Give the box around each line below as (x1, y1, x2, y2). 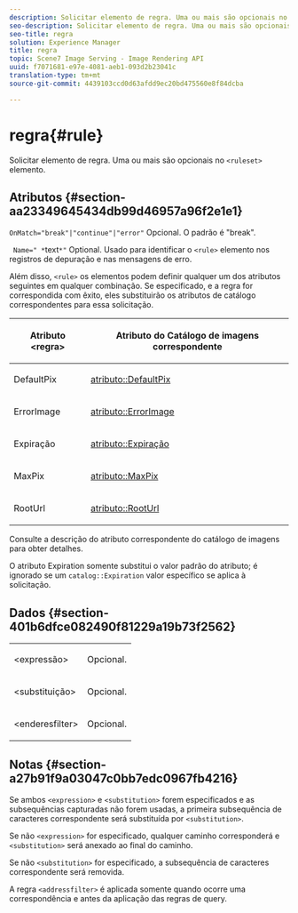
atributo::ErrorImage (90, 405, 175, 418)
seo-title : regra (9, 29, 74, 38)
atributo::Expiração (90, 437, 170, 450)
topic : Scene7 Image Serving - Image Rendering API (9, 54, 204, 63)
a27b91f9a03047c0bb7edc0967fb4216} (9, 771, 239, 786)
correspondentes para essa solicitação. (9, 300, 153, 310)
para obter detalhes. (9, 543, 83, 554)
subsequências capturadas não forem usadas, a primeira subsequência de (9, 804, 282, 814)
